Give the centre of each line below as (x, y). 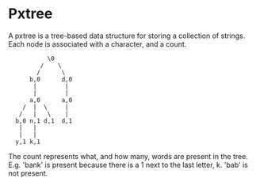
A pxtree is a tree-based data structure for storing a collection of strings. (127, 36)
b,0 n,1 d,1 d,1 (44, 121)
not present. (28, 173)
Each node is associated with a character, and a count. (97, 44)
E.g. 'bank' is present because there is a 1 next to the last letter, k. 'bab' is (128, 165)
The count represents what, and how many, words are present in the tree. (128, 156)
